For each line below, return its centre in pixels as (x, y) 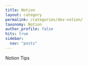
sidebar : (14, 39)
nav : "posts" (24, 43)
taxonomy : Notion (24, 24)
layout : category (24, 15)
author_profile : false (29, 29)
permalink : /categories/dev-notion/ (44, 19)
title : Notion (20, 10)
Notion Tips (17, 58)
